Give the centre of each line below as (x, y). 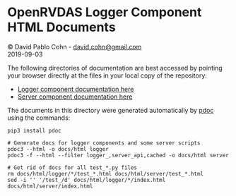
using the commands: (39, 118)
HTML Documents (61, 27)
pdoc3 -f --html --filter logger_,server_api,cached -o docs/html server (118, 155)
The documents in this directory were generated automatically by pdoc (111, 110)
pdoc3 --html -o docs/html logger (58, 149)
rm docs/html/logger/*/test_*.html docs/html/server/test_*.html (105, 173)
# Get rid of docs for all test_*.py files (72, 167)
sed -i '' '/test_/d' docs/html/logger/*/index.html (87, 180)
